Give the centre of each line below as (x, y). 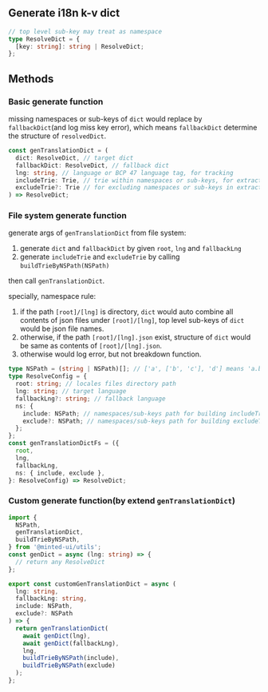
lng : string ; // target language (71, 392)
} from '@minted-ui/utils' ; (55, 547)
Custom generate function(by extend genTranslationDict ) (122, 501)
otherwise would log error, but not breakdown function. (110, 354)
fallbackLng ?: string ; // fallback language (91, 399)
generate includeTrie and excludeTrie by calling (100, 257)
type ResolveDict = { (44, 39)
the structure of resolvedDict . (57, 136)
